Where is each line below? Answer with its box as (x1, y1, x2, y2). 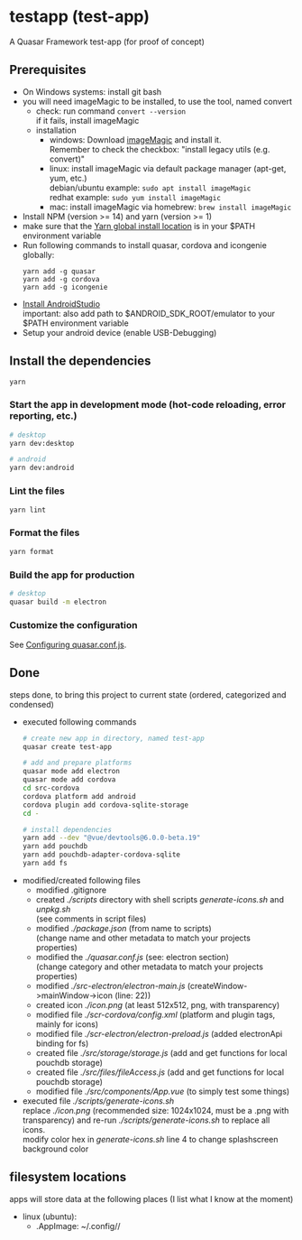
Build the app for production (9, 569, 135, 581)
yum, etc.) (49, 172, 87, 183)
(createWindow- (187, 980, 248, 991)
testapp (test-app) (9, 6, 151, 27)
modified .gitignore (35, 884, 106, 895)
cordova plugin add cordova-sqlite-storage (22, 800, 189, 810)
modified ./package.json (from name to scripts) (35, 922, 212, 933)
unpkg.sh (35, 903, 71, 914)
